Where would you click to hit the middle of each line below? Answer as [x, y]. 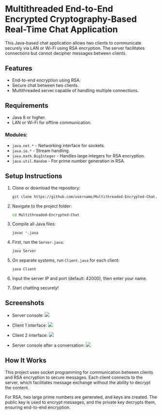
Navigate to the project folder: [42, 206]
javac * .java [25, 233]
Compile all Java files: [34, 224]
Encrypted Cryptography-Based [71, 19]
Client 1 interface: [29, 325]
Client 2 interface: [30, 335]
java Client [24, 269]
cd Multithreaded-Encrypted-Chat [46, 215]
